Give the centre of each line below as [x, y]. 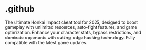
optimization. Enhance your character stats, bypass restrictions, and [73, 32]
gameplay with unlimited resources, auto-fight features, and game [71, 27]
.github [20, 9]
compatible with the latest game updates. [46, 42]
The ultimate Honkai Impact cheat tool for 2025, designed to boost [72, 22]
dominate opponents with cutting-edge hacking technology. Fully [70, 37]
